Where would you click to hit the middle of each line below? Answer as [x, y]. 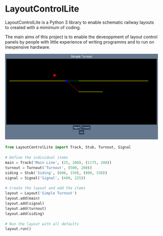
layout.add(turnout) [26, 208]
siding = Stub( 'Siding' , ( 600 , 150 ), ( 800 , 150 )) [56, 173]
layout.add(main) [23, 199]
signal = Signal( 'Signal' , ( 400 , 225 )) [45, 178]
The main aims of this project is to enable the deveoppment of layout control [81, 37]
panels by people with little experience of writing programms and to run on [80, 42]
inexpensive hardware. [28, 47]
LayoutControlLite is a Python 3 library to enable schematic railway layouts [80, 22]
